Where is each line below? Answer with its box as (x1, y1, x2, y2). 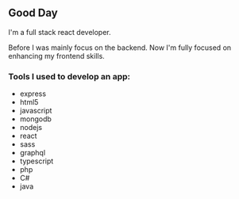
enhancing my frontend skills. (8, 51, 105, 60)
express (19, 89, 46, 98)
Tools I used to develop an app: (8, 71, 131, 82)
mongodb (19, 114, 52, 124)
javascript (19, 106, 52, 116)
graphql (19, 148, 46, 158)
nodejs (19, 123, 42, 132)
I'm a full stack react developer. (8, 27, 111, 36)
